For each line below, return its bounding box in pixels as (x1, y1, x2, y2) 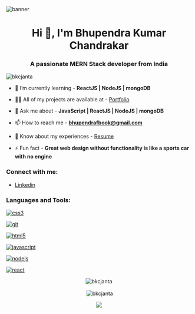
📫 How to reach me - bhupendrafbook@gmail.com (14, 119, 143, 126)
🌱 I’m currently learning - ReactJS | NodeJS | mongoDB (14, 85, 151, 92)
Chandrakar (69, 39, 129, 52)
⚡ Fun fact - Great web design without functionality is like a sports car (14, 144, 190, 152)
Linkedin (14, 181, 36, 188)
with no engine (14, 153, 52, 160)
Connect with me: (6, 168, 58, 176)
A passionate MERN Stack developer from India (29, 60, 168, 68)
